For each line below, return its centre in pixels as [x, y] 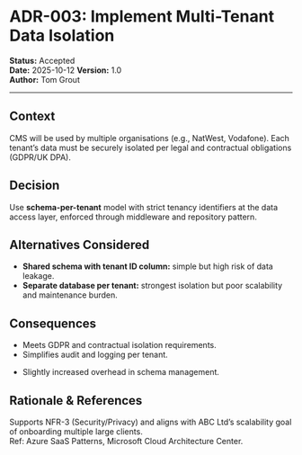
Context [32, 116]
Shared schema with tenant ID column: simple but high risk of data [148, 266]
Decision [35, 186]
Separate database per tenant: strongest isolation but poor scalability [152, 286]
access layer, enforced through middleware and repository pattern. [133, 217]
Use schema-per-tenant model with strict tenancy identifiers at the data [144, 207]
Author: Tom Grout [45, 79]
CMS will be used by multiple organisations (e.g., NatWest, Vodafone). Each [150, 138]
